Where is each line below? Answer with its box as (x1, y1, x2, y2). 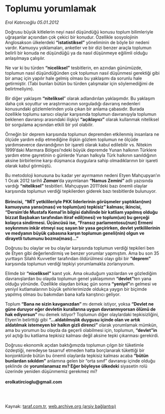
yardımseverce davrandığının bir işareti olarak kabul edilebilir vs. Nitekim (5, 141, 152, 147)
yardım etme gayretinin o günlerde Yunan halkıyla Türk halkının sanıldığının (5, 152, 157, 158)
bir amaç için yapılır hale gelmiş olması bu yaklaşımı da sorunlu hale (5, 75, 142, 81)
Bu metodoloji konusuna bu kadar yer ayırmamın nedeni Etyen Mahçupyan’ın (5, 172, 161, 178)
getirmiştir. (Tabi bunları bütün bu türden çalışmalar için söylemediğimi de (5, 80, 154, 87)
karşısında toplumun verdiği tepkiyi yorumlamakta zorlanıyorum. (5, 261, 135, 267)
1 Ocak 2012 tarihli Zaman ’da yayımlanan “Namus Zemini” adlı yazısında (5, 178, 153, 184)
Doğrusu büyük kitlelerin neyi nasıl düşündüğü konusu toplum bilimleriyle (5, 29, 154, 35)
